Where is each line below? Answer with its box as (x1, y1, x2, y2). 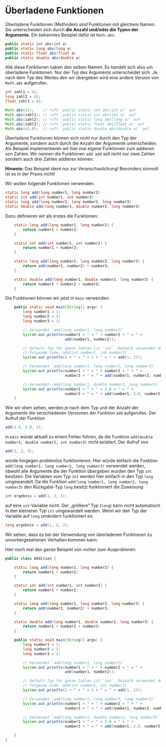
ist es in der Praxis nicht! (5, 171, 55, 177)
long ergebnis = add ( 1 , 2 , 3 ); (5, 523, 70, 528)
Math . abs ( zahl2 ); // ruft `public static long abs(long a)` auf (5, 117, 140, 122)
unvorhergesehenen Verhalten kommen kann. (5, 536, 98, 542)
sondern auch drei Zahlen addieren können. (5, 156, 94, 162)
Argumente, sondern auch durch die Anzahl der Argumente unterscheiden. (5, 140, 158, 146)
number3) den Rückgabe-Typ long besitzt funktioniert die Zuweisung (5, 484, 143, 490)
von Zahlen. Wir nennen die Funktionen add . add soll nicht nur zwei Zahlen (5, 151, 155, 157)
